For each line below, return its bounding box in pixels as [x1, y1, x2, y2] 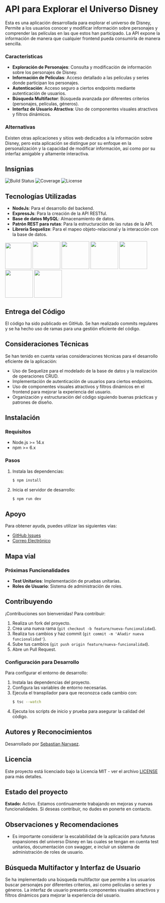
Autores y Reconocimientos [5, 728, 92, 736]
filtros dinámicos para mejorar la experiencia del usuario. [5, 892, 121, 898]
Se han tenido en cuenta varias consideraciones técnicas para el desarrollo [5, 353, 158, 359]
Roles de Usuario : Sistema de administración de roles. [12, 583, 123, 590]
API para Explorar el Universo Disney [5, 3, 159, 15]
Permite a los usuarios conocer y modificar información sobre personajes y [5, 25, 158, 31]
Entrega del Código [5, 307, 66, 316]
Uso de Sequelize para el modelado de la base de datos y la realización [12, 368, 158, 374]
